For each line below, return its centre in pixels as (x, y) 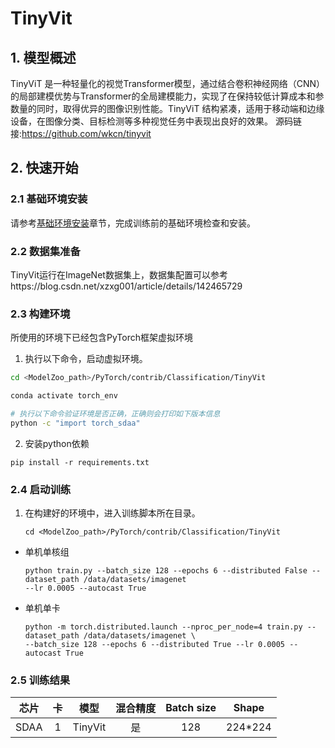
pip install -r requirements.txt (80, 462)
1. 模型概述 (43, 57)
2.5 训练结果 (40, 680)
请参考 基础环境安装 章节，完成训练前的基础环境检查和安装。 (133, 223)
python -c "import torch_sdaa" (75, 423)
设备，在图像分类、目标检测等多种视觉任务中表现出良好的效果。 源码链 (156, 121)
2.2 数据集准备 (45, 251)
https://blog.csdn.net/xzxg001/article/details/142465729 (126, 286)
